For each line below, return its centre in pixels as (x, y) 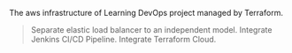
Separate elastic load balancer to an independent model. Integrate (151, 30)
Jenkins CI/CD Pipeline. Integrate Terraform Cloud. (123, 39)
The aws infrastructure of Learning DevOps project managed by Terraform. (146, 13)
